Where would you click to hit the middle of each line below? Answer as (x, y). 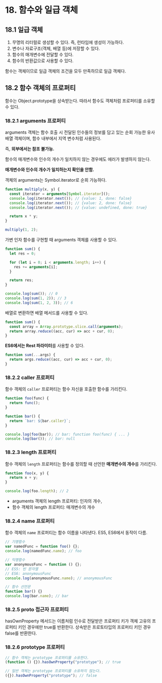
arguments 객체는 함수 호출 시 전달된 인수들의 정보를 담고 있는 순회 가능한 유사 (80, 132)
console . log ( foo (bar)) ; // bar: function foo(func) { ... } (68, 434)
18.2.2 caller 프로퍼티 (30, 377)
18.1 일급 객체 (24, 30)
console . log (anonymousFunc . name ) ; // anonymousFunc (59, 578)
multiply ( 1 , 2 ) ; (21, 230)
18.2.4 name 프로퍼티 (30, 521)
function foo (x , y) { (27, 473)
